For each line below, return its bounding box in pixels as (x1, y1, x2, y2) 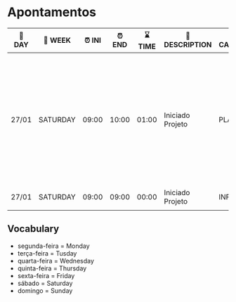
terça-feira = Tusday (17, 249, 77, 257)
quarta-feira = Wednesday (17, 256, 95, 265)
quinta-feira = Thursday (17, 264, 87, 273)
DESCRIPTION (164, 40, 212, 50)
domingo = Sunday (17, 286, 73, 295)
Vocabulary (7, 223, 60, 235)
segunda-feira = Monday (17, 242, 90, 250)
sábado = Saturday (17, 279, 73, 287)
